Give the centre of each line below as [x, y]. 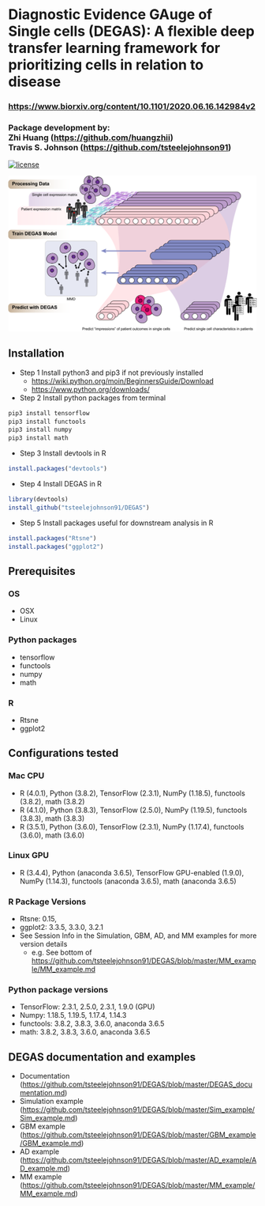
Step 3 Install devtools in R [63, 453]
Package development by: [59, 128]
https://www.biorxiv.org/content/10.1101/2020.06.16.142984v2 [132, 107]
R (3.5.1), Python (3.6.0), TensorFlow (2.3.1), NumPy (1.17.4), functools [132, 826]
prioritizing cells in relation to [106, 65]
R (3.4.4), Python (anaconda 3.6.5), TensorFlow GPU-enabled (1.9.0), [132, 872]
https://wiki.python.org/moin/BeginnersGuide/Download [123, 380]
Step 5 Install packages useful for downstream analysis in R [116, 523]
